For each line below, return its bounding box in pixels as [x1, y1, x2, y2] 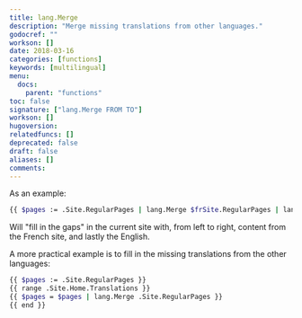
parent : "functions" [25, 88, 102, 97]
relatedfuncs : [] [9, 130, 75, 139]
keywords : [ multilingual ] [9, 64, 106, 73]
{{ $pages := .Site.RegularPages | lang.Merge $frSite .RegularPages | [9, 206, 280, 215]
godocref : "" [9, 30, 58, 39]
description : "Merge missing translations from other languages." [9, 22, 263, 31]
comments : [9, 163, 47, 172]
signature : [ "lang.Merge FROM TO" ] [9, 105, 143, 114]
